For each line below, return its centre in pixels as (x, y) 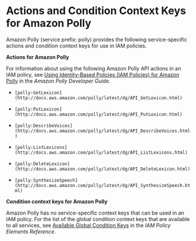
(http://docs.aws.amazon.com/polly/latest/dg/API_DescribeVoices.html (102, 131)
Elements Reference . (31, 231)
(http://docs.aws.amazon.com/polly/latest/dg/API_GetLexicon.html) (98, 98)
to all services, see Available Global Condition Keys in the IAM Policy (88, 225)
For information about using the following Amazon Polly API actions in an (94, 68)
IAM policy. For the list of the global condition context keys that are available (98, 219)
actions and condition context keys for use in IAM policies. (76, 46)
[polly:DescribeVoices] (44, 125)
